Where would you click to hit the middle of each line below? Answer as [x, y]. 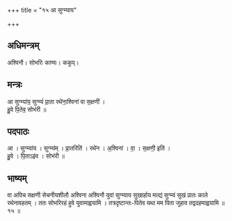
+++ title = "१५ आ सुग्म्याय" [42, 10]
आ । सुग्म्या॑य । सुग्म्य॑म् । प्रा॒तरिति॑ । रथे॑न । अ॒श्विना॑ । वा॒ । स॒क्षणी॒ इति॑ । [89, 148]
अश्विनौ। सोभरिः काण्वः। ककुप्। [43, 63]
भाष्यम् [17, 178]
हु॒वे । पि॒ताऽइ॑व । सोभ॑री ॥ [36, 156]
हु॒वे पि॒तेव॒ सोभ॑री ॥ [27, 109]
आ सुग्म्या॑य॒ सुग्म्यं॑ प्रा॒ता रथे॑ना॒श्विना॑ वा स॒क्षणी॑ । [56, 101]
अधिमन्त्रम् [23, 46]
